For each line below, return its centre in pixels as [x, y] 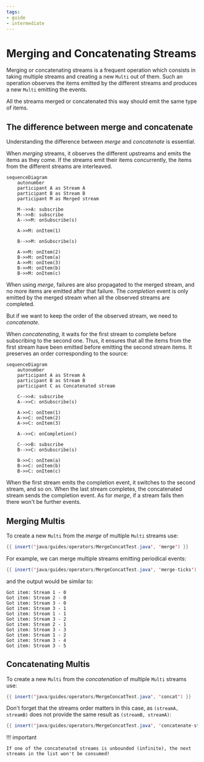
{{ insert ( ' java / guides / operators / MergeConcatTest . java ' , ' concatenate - [100, 726]
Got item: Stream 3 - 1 [36, 608]
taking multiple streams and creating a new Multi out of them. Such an [95, 77]
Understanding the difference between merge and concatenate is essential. [101, 142]
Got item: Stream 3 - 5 [36, 646]
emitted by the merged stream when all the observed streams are [88, 298]
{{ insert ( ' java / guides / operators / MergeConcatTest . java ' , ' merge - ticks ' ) [102, 570]
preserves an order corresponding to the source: [67, 354]
